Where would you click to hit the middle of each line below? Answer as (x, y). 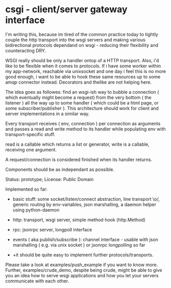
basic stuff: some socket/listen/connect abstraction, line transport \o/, (86, 199)
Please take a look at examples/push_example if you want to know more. (82, 265)
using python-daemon (36, 210)
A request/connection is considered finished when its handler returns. (79, 160)
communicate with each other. (37, 281)
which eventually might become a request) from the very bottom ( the (78, 97)
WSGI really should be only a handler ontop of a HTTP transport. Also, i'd (82, 60)
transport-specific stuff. (30, 134)
